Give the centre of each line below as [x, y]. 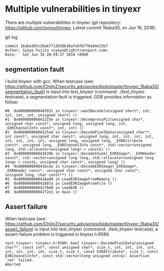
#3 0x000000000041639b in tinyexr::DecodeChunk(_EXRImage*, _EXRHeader [81, 154]
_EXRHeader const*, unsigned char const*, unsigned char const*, [73, 171]
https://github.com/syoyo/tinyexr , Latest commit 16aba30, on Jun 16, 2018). [81, 27]
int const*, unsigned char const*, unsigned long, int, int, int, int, [79, 136]
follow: [12, 102]
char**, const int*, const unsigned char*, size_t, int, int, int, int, [81, 247]
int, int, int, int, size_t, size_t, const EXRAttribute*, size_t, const [82, 252]
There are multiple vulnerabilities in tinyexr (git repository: [63, 22]
